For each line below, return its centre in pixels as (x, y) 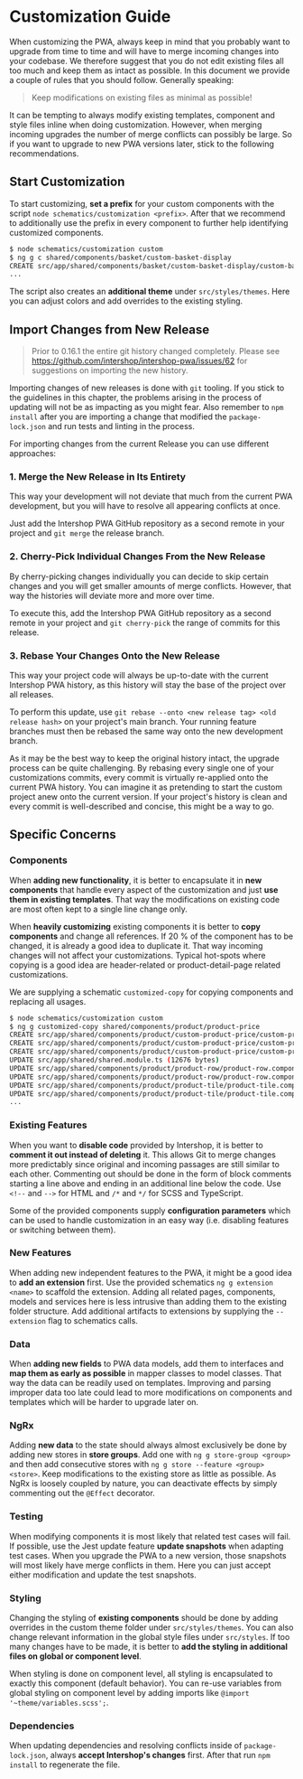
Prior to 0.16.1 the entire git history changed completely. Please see (156, 351)
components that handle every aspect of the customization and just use (144, 889)
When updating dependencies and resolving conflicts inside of (126, 1746)
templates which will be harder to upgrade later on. (104, 1402)
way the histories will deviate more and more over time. (112, 595)
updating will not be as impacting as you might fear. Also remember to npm (147, 407)
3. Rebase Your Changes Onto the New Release (115, 655)
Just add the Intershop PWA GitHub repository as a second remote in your (147, 524)
